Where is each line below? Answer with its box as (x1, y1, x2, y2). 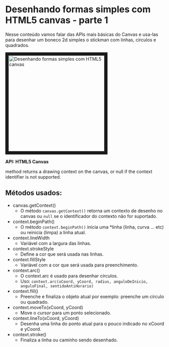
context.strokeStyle (12, 245, 54, 252)
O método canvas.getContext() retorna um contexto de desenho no (20, 208, 163, 214)
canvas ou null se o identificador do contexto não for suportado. (20, 213, 157, 219)
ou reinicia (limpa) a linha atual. (20, 229, 86, 235)
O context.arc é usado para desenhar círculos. (20, 272, 118, 279)
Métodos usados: (5, 189, 62, 197)
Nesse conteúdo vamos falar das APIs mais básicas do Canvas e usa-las (5, 31, 158, 37)
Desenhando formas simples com (5, 4, 151, 15)
